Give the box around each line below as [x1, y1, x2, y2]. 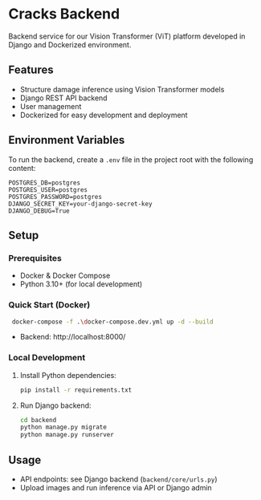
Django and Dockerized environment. [8, 39, 132, 49]
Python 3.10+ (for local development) [19, 279, 143, 289]
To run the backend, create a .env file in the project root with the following [8, 154, 254, 165]
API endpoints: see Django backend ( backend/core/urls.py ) [19, 474, 218, 484]
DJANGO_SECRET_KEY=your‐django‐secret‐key [8, 200, 153, 208]
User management [19, 101, 82, 111]
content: [8, 163, 36, 173]
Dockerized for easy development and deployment [19, 110, 188, 120]
